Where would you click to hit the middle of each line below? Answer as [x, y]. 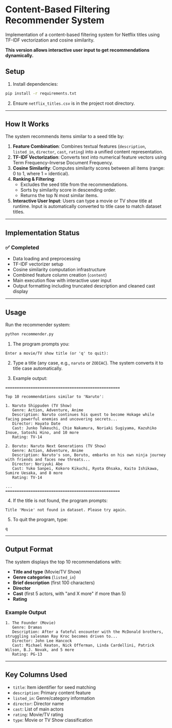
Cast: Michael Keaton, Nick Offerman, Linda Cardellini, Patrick [83, 645]
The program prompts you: [41, 344]
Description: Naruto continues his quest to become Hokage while [83, 414]
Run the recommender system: [38, 324]
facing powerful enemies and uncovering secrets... [61, 419]
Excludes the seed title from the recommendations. [74, 185]
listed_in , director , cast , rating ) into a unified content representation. [88, 152]
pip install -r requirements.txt [41, 93]
